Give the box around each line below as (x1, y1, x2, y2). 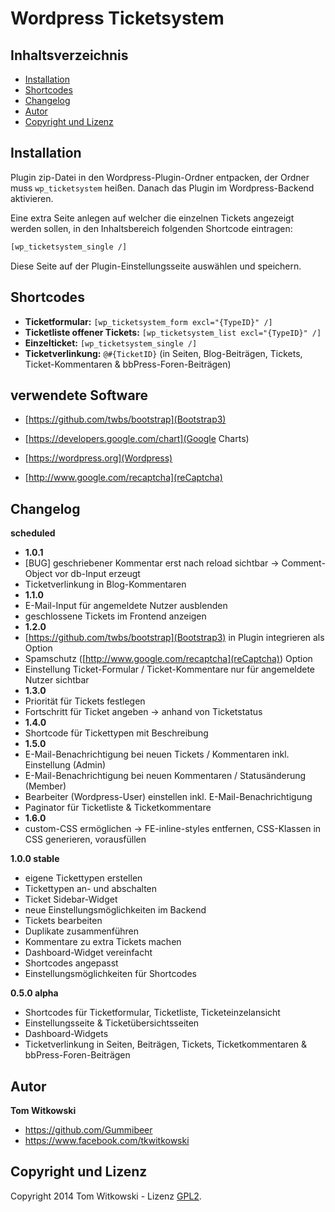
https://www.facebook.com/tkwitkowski (24, 1134, 190, 1146)
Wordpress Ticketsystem (10, 7, 225, 30)
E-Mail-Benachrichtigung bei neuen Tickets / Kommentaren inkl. (24, 748, 290, 761)
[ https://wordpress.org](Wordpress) (24, 452, 173, 464)
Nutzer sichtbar (24, 674, 90, 686)
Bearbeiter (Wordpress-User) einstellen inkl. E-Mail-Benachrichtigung (24, 791, 313, 803)
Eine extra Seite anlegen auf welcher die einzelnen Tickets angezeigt (10, 212, 295, 224)
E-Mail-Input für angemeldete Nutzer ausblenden (24, 600, 228, 612)
